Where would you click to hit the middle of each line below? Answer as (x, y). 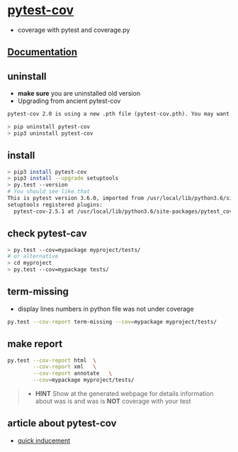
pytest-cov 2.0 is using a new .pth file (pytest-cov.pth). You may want (119, 114)
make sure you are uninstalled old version (79, 94)
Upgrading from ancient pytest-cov (69, 101)
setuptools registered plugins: (55, 204)
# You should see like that (49, 192)
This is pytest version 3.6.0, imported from (75, 198)
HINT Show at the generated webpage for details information (124, 394)
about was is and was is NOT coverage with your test (113, 401)
